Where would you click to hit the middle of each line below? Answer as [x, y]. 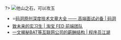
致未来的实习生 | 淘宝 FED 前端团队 [47, 26]
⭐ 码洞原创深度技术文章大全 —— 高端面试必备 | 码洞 [64, 19]
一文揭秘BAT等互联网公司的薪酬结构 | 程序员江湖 [61, 32]
